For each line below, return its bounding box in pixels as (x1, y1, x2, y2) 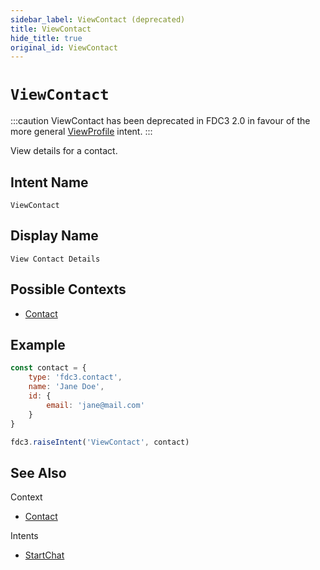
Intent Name (10, 174, 89, 191)
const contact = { (10, 363, 87, 373)
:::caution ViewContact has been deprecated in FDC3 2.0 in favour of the (10, 115, 311, 127)
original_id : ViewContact (10, 42, 118, 53)
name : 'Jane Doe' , (28, 382, 105, 392)
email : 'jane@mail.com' (46, 400, 145, 410)
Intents (10, 530, 39, 542)
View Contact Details (10, 254, 101, 264)
